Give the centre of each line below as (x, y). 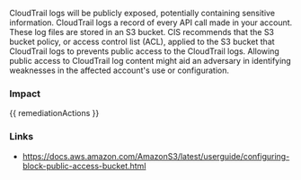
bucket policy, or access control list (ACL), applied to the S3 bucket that (142, 41)
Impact (25, 94)
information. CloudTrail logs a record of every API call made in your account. (151, 22)
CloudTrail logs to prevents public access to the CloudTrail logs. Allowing (145, 51)
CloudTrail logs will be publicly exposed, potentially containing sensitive (142, 13)
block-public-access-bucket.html (84, 166)
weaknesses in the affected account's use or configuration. (120, 70)
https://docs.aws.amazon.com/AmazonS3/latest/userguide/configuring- (156, 156)
